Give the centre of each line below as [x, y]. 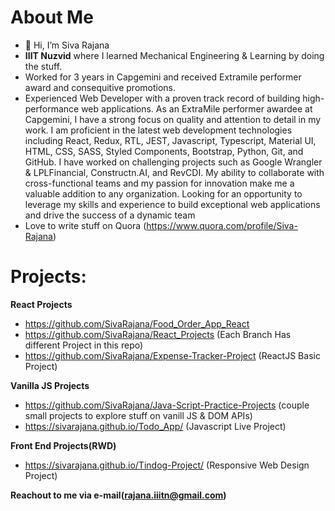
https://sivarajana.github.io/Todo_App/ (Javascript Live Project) [155, 426]
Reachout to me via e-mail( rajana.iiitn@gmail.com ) [118, 495]
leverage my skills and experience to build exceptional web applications [172, 204]
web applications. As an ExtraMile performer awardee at [197, 108]
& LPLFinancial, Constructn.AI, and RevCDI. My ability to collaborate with [174, 172]
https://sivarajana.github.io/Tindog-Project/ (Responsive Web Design [167, 465]
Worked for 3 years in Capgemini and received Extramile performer [163, 77]
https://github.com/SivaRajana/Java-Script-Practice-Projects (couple [167, 405]
